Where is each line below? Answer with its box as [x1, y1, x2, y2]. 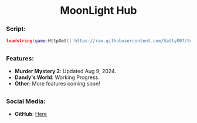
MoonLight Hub [60, 4, 137, 18]
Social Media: [6, 97, 46, 105]
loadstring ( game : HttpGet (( [6, 38, 72, 44]
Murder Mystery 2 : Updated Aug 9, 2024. [14, 68, 116, 75]
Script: [6, 25, 26, 33]
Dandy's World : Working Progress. [14, 74, 100, 81]
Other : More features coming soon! [14, 80, 101, 87]
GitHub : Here [14, 110, 47, 117]
